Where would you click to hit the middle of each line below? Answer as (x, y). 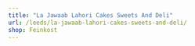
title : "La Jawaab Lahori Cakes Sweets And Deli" (91, 15)
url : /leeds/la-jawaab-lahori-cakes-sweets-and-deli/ (98, 23)
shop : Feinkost (33, 30)
